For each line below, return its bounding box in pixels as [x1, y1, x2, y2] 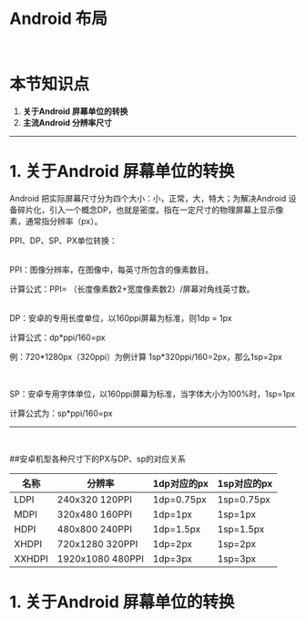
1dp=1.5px [152, 522, 201, 535]
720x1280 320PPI [56, 537, 138, 550]
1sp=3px [217, 552, 257, 565]
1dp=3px [152, 552, 193, 565]
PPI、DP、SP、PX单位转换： [9, 234, 118, 246]
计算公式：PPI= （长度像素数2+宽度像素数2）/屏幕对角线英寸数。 [9, 284, 255, 294]
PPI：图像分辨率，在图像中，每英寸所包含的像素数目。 [9, 263, 214, 274]
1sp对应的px [217, 477, 273, 490]
